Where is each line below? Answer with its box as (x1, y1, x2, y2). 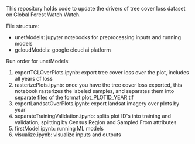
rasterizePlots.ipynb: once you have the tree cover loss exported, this (14, 81, 183, 88)
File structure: (6, 23, 40, 29)
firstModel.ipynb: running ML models (14, 125, 104, 132)
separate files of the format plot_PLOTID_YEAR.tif (14, 94, 134, 101)
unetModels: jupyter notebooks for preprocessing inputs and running (14, 34, 182, 40)
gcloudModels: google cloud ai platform (14, 46, 111, 53)
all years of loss (14, 76, 53, 82)
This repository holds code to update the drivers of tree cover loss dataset (6, 5, 186, 12)
